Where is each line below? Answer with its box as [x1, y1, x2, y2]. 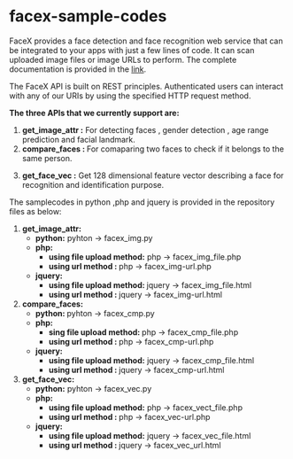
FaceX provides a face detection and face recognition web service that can [9, 35, 283, 46]
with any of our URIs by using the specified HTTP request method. [9, 90, 251, 101]
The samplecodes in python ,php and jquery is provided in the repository [9, 197, 275, 207]
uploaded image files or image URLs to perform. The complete [9, 54, 237, 65]
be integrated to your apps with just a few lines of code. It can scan [9, 44, 255, 55]
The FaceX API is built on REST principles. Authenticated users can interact [9, 81, 284, 91]
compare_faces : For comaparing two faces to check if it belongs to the [21, 144, 285, 154]
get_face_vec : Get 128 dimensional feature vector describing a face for [21, 170, 284, 181]
